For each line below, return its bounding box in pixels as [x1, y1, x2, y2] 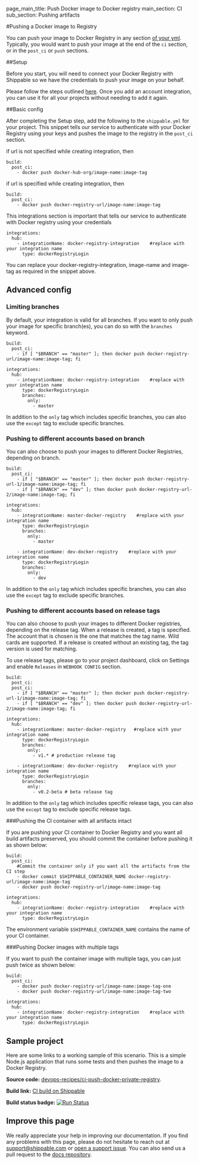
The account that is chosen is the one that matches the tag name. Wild [6, 633, 179, 640]
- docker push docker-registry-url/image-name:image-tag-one [17, 983, 171, 989]
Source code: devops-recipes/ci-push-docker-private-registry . [6, 1076, 162, 1083]
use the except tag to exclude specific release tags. [6, 806, 132, 813]
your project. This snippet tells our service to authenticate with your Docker [6, 124, 191, 130]
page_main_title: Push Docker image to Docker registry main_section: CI [6, 5, 182, 12]
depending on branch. [6, 454, 61, 461]
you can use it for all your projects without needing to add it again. [6, 95, 168, 101]
